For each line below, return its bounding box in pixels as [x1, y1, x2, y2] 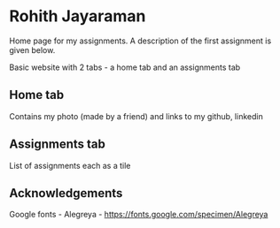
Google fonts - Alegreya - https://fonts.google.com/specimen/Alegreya [9, 209, 268, 220]
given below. [9, 44, 56, 55]
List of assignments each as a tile [9, 160, 131, 171]
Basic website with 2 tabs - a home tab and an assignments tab [9, 62, 241, 72]
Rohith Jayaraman [9, 6, 146, 27]
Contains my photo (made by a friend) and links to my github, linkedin [9, 110, 263, 121]
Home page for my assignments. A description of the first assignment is [9, 35, 272, 46]
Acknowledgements [9, 186, 123, 201]
